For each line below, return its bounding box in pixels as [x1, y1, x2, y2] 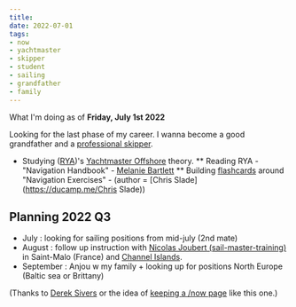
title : [9, 12, 34, 22]
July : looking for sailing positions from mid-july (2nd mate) [21, 232, 238, 244]
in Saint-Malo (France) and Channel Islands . [21, 252, 183, 263]
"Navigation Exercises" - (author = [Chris [21, 174, 173, 185]
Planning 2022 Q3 [9, 209, 112, 224]
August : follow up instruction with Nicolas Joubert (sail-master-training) [21, 242, 287, 253]
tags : [9, 29, 29, 38]
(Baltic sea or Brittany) [21, 271, 105, 281]
